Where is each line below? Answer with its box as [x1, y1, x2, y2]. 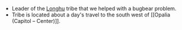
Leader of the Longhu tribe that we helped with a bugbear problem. [11, 5, 177, 12]
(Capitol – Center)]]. [11, 18, 60, 24]
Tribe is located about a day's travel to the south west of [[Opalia [11, 11, 171, 18]
